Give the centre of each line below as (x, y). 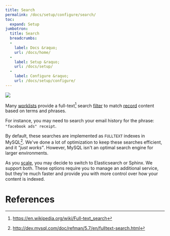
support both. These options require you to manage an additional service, (82, 168)
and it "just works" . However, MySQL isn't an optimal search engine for (79, 148)
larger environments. (27, 153)
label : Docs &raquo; (36, 48)
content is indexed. (25, 179)
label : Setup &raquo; (37, 62)
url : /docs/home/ (33, 52)
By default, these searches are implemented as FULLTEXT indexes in (75, 136)
